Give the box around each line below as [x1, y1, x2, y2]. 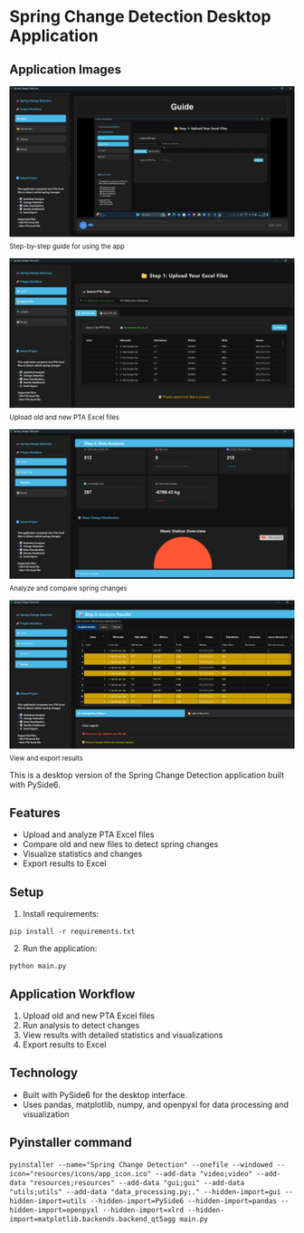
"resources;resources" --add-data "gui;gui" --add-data [29, 1178, 245, 1188]
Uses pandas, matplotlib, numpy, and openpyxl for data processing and [22, 1099, 290, 1110]
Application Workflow [9, 986, 136, 1002]
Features [9, 805, 61, 821]
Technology [9, 1065, 79, 1081]
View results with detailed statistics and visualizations [22, 1030, 223, 1041]
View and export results [9, 754, 83, 763]
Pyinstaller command [9, 1135, 133, 1151]
